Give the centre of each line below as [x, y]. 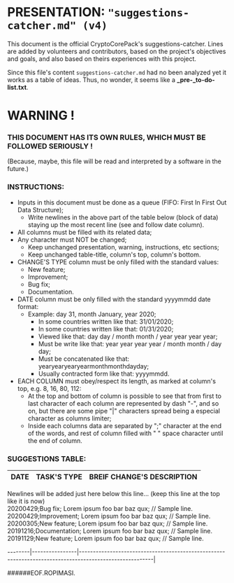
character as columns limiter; [70, 418]
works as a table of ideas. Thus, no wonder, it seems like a [92, 80]
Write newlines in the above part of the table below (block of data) [123, 217]
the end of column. [55, 440]
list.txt [17, 87]
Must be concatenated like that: [83, 359]
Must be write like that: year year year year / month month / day [130, 343]
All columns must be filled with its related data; [85, 232]
